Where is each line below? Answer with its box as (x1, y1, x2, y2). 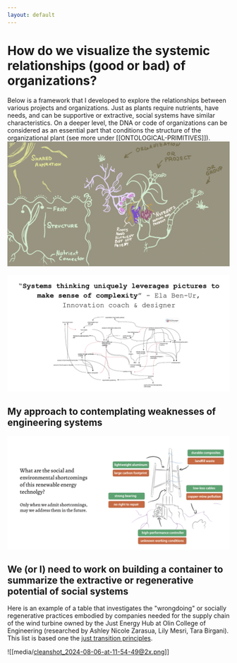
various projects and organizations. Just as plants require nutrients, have (7, 103, 219, 112)
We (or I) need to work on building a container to (7, 563, 224, 575)
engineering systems (7, 417, 103, 429)
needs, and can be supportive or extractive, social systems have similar (7, 111, 215, 119)
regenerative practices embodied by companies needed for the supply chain (7, 612, 230, 620)
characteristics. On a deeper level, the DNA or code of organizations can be (7, 118, 228, 127)
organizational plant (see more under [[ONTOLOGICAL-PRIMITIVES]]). (7, 133, 210, 142)
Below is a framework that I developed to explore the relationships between (7, 96, 227, 104)
